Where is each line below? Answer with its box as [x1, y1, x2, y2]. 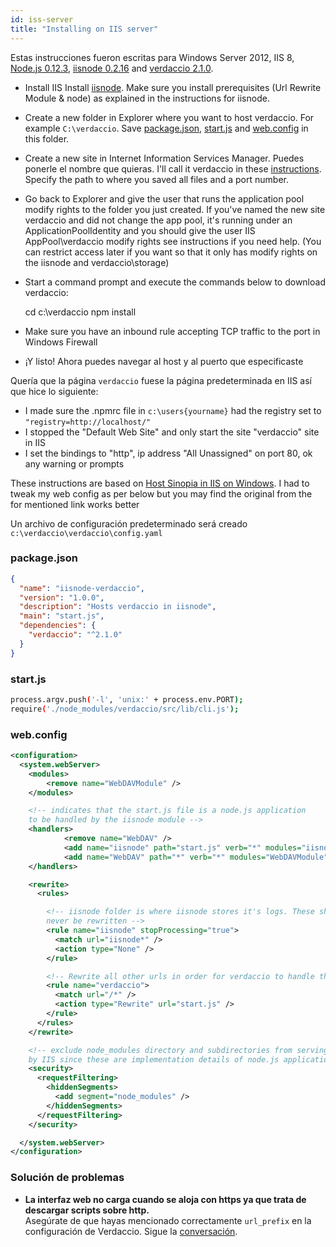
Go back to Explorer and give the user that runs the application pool [24, 192, 305, 205]
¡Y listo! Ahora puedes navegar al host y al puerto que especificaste [24, 355, 304, 367]
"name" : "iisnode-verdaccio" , [19, 583, 145, 593]
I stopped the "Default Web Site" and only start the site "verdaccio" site [24, 426, 320, 438]
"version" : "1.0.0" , [19, 592, 105, 603]
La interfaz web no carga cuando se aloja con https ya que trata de [24, 1193, 307, 1205]
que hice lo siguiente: [10, 385, 99, 397]
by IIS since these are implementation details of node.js [28, 1054, 280, 1065]
